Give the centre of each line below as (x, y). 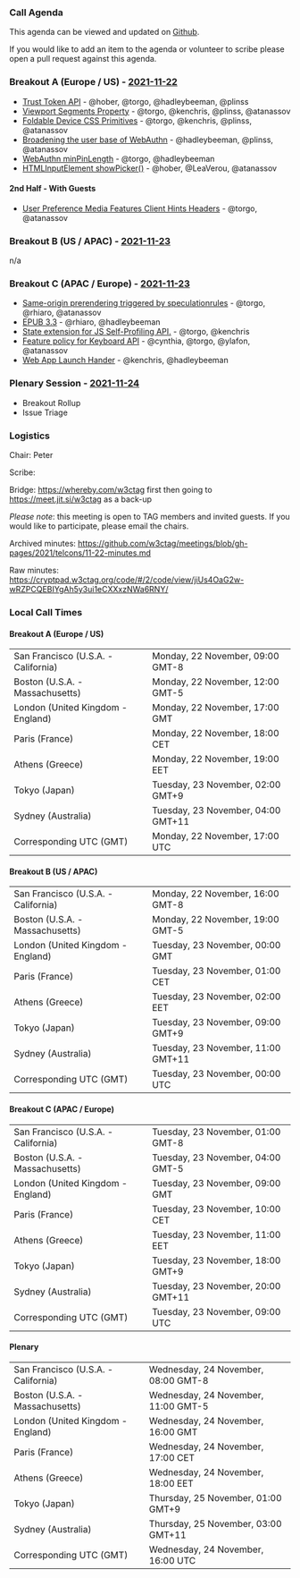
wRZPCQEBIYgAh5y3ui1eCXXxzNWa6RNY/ (89, 589)
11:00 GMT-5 (179, 1406)
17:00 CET (171, 1457)
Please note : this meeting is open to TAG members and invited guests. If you (150, 516)
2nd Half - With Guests (53, 189)
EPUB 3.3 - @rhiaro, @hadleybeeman (91, 322)
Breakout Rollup (51, 403)
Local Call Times (46, 612)
